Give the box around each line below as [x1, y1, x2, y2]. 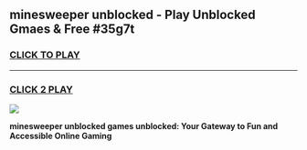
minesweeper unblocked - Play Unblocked [9, 7, 256, 23]
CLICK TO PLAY [9, 49, 80, 62]
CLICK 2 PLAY [9, 83, 73, 95]
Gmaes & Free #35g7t [9, 22, 135, 37]
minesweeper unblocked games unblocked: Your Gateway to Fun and [9, 120, 279, 131]
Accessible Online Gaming [9, 130, 112, 141]
